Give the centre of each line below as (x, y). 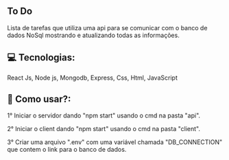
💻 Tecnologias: (41, 58)
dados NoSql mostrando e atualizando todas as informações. (93, 35)
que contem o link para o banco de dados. (67, 150)
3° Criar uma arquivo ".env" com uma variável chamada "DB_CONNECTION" (115, 142)
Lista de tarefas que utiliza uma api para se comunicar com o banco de (107, 27)
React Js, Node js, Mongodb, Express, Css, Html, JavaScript (93, 78)
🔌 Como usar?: (39, 99)
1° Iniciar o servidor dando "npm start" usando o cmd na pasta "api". (104, 115)
